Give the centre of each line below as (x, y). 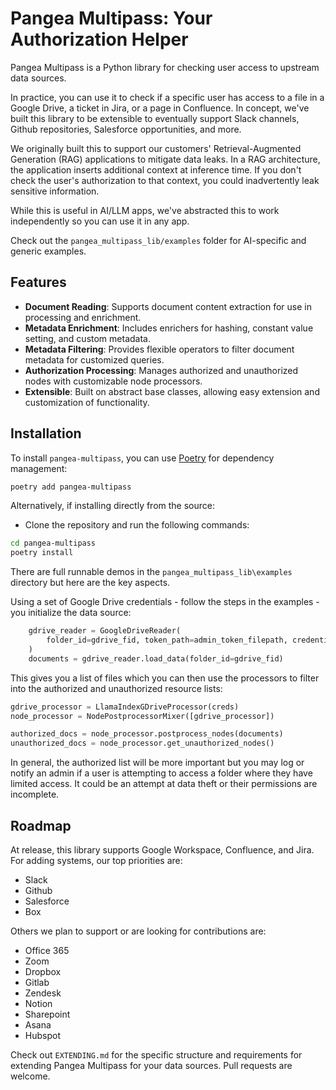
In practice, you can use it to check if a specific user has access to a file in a (167, 97)
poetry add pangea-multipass (71, 487)
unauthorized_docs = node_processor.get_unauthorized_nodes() (142, 743)
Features (38, 282)
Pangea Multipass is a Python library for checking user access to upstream (165, 67)
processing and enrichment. (83, 317)
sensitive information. (55, 191)
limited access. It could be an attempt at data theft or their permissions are (164, 784)
